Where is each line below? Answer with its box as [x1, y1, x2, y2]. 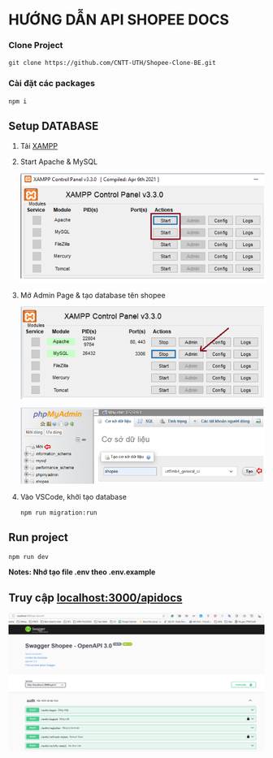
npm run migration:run [19, 509, 97, 517]
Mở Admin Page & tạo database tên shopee [19, 290, 166, 300]
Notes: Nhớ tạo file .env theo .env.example [8, 567, 156, 577]
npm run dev [8, 553, 49, 561]
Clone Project [8, 40, 63, 51]
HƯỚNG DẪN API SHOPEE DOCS [8, 11, 230, 29]
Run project [8, 531, 69, 544]
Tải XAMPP [19, 141, 58, 150]
